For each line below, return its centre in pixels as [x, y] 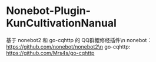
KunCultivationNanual [61, 23]
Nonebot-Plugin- [49, 11]
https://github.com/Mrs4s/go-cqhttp [50, 53]
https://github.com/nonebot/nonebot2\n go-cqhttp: [68, 46]
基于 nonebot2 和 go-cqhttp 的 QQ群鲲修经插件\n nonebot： [79, 40]
